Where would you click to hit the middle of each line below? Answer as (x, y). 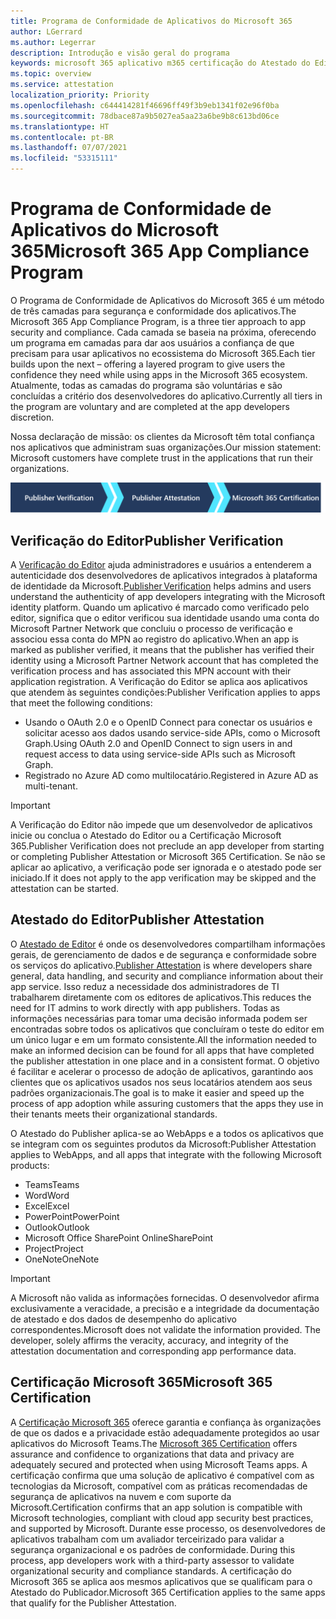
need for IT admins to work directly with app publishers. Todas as (145, 1007)
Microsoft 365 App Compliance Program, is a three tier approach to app (158, 321)
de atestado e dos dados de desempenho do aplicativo (123, 1319)
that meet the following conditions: (81, 702)
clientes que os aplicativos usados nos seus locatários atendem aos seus (161, 1082)
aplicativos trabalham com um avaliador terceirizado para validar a (147, 1539)
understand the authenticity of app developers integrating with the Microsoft (168, 596)
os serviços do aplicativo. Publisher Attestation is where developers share (161, 965)
